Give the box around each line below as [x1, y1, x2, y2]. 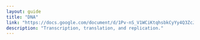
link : [6, 19, 20, 25]
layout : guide [6, 8, 42, 15]
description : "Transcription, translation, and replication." [6, 25, 164, 31]
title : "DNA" [6, 14, 39, 20]
